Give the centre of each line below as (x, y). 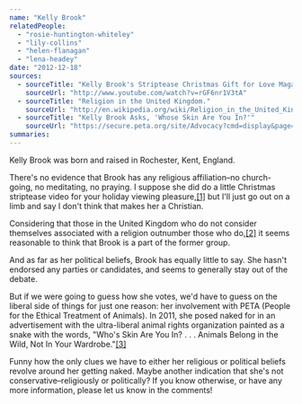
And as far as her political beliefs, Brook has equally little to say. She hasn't (148, 259)
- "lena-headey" (48, 59)
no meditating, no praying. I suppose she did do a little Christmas (155, 187)
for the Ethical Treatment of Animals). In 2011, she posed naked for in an (142, 315)
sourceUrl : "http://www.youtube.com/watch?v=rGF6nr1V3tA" (136, 92)
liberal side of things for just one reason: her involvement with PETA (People (150, 305)
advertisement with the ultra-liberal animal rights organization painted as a (147, 325)
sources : (26, 76)
